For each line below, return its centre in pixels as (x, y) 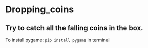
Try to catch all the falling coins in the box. (74, 28)
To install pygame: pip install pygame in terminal (57, 40)
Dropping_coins (40, 9)
